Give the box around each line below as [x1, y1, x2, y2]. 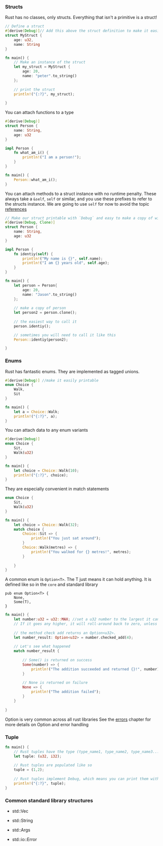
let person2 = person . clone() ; [14, 310, 77, 315]
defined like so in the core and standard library [5, 581, 98, 588]
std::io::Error [12, 836, 37, 842]
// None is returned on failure [22, 680, 88, 685]
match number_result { [14, 649, 60, 654]
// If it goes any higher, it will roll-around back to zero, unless [14, 621, 158, 627]
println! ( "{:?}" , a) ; [14, 414, 57, 419]
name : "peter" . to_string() [22, 74, 77, 78]
